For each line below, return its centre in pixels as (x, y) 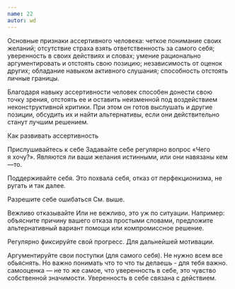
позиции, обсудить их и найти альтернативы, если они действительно (113, 114)
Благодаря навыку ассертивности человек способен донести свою (110, 92)
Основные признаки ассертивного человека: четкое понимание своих (114, 40)
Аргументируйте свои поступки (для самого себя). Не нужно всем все (115, 255)
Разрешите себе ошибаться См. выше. (66, 199)
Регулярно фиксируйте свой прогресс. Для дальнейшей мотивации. (111, 242)
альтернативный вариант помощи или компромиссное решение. (106, 228)
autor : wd (22, 20)
